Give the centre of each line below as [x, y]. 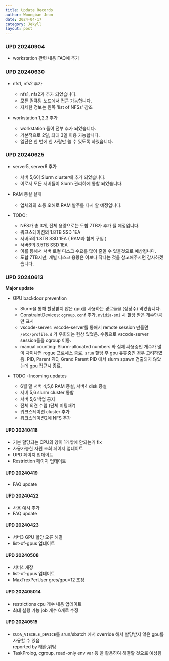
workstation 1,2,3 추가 [35, 118]
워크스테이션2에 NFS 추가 [46, 418]
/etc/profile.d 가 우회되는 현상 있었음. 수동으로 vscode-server [84, 334]
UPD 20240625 [25, 154]
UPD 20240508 [22, 555]
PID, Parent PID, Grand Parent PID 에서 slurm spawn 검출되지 [90, 359]
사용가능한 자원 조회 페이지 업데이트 [48, 448]
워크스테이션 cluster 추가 [45, 412]
